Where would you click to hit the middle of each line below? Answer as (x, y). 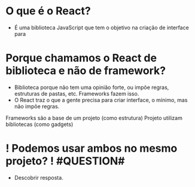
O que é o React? (48, 11)
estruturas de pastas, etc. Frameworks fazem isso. (77, 93)
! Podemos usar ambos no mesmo (92, 148)
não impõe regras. (37, 106)
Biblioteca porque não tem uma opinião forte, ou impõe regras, (92, 87)
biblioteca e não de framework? (86, 71)
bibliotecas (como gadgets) (39, 124)
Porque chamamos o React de (81, 58)
